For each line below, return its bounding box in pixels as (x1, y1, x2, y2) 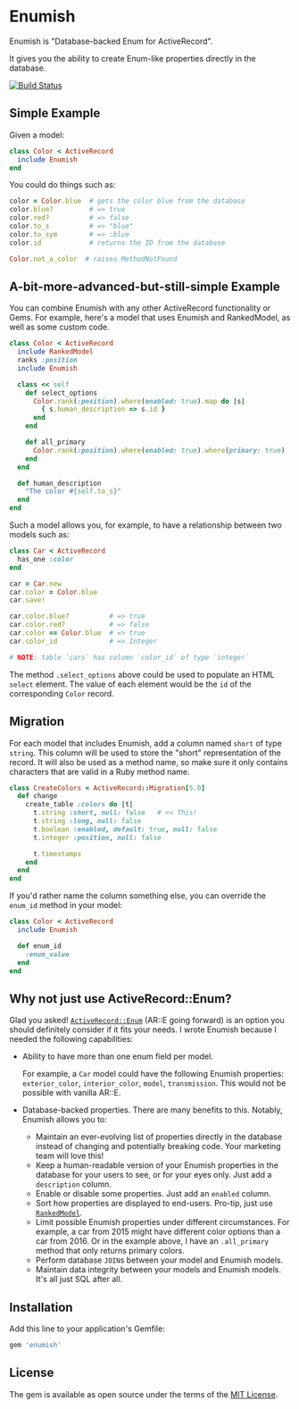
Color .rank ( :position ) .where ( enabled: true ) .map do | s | (32, 396, 245, 405)
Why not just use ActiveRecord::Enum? (9, 991, 232, 1006)
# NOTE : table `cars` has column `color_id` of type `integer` (9, 653, 250, 662)
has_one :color (17, 554, 74, 563)
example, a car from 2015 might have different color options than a (35, 1226, 281, 1238)
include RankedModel (17, 347, 94, 356)
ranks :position (17, 355, 78, 365)
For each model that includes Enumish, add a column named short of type (9, 738, 283, 748)
